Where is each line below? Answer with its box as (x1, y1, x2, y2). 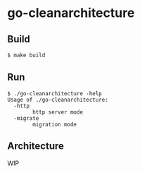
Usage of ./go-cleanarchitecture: (7, 96, 109, 103)
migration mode (32, 121, 77, 128)
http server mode (32, 108, 83, 116)
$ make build (7, 52, 46, 59)
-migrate (13, 114, 39, 121)
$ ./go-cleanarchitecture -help (7, 90, 102, 97)
